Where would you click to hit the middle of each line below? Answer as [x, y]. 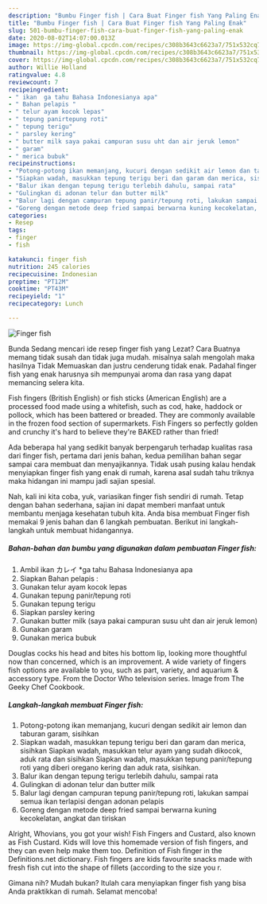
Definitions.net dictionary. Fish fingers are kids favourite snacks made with [130, 859]
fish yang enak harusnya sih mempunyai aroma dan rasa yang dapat [120, 374]
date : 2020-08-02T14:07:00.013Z [62, 38]
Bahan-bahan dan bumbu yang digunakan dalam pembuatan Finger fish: [132, 548]
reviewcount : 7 [33, 82]
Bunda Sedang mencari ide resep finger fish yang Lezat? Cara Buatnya [124, 349]
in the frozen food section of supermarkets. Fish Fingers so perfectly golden [133, 423]
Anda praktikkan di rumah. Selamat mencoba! [83, 891]
